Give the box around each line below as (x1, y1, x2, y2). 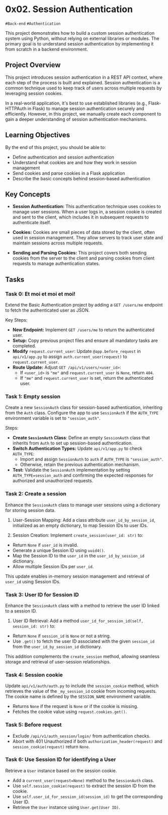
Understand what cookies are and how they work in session (12, 159, 137, 165)
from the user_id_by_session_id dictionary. (12, 643, 102, 649)
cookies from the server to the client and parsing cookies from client (12, 255, 155, 261)
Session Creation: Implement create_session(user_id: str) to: (12, 532, 143, 538)
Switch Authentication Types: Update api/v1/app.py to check (12, 445, 142, 451)
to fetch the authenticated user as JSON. (5, 307, 90, 314)
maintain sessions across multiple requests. (12, 240, 104, 246)
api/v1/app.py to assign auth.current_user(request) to (12, 353, 127, 360)
